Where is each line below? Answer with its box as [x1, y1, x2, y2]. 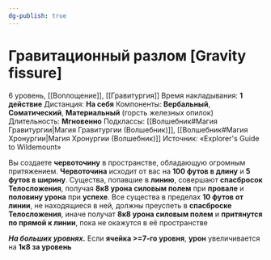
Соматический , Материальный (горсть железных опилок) [8, 107, 214, 117]
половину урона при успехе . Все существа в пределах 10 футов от [8, 191, 244, 202]
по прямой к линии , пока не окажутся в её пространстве [8, 217, 208, 227]
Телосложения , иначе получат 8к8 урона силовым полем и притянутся [8, 209, 263, 219]
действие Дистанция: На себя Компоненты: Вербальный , [8, 99, 211, 109]
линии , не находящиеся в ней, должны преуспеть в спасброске [8, 200, 232, 210]
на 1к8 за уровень [8, 241, 72, 251]
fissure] [8, 64, 62, 82]
